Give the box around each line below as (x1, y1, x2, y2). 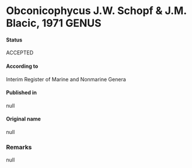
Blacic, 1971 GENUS (6, 16, 102, 30)
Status (6, 36, 23, 43)
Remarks (6, 143, 32, 151)
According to (6, 63, 39, 70)
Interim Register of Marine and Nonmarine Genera (6, 76, 127, 83)
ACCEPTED (6, 49, 34, 56)
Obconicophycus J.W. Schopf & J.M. (6, 4, 187, 18)
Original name (6, 115, 41, 122)
